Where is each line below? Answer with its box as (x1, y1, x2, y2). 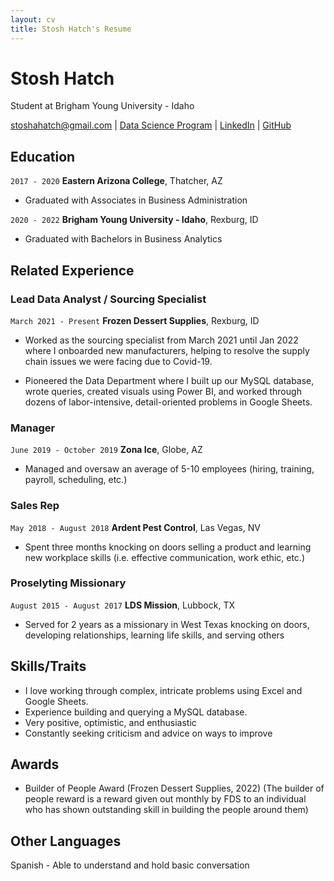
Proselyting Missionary (10, 576, 127, 590)
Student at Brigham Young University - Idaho (10, 100, 195, 112)
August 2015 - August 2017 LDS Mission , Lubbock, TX (10, 599, 235, 611)
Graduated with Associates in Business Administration (24, 194, 248, 206)
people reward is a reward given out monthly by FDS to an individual (24, 793, 307, 805)
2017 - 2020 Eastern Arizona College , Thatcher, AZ (10, 175, 223, 187)
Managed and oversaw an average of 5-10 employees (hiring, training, (24, 463, 315, 475)
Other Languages (10, 832, 122, 850)
